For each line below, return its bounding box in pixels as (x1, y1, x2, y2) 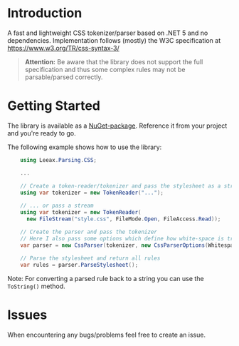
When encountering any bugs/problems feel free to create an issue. (7, 330, 206, 340)
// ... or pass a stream (20, 202, 94, 210)
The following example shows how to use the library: (7, 143, 162, 151)
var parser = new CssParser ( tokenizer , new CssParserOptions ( (20, 241, 208, 249)
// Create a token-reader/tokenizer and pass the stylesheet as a (20, 182, 221, 190)
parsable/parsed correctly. (24, 73, 103, 81)
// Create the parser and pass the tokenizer (20, 228, 158, 235)
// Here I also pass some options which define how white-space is (20, 235, 224, 242)
